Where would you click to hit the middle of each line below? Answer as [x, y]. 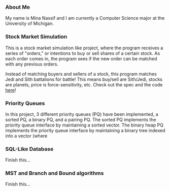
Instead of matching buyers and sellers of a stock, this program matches [81, 74]
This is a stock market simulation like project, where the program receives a [84, 48]
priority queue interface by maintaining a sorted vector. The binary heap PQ [84, 125]
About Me [18, 7]
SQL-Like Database [29, 149]
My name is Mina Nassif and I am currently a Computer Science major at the [85, 18]
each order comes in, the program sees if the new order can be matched [81, 58]
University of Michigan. [30, 23]
